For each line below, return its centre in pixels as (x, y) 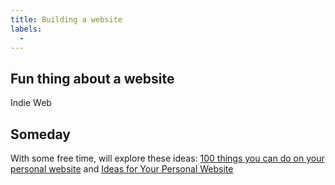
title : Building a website (66, 19)
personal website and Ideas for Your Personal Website (122, 169)
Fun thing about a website (92, 78)
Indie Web (31, 103)
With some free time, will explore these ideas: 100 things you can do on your (167, 158)
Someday (41, 134)
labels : (26, 29)
